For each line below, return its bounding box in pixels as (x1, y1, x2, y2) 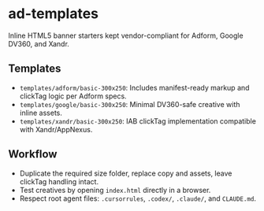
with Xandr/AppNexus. (19, 124, 93, 134)
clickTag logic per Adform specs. (19, 91, 128, 101)
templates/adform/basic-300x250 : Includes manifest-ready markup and (19, 83, 250, 92)
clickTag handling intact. (19, 176, 99, 186)
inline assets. (19, 108, 63, 117)
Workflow (8, 147, 58, 161)
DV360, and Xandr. (8, 39, 69, 48)
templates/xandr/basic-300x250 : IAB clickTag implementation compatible (19, 116, 256, 126)
